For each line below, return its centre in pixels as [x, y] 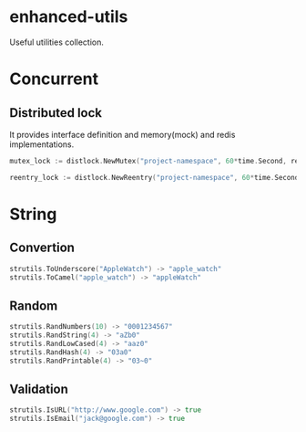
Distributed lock [56, 113]
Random [34, 306]
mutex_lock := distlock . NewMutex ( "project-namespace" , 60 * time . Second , [148, 161]
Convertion [42, 248]
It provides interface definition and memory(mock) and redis [122, 134]
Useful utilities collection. [57, 42]
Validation [39, 390]
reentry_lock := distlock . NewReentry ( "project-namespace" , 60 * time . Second [154, 177]
